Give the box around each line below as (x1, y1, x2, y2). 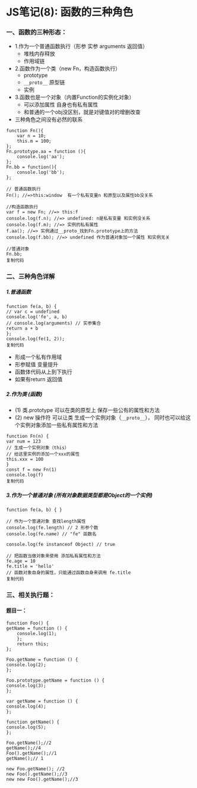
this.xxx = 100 (6, 456, 44, 463)
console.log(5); (6, 724, 46, 730)
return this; (17, 641, 49, 647)
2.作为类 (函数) (6, 390, 43, 397)
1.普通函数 (6, 288, 31, 295)
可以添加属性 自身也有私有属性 (23, 101, 99, 108)
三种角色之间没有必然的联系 (14, 116, 83, 123)
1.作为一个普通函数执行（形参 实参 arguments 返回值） (14, 43, 148, 50)
